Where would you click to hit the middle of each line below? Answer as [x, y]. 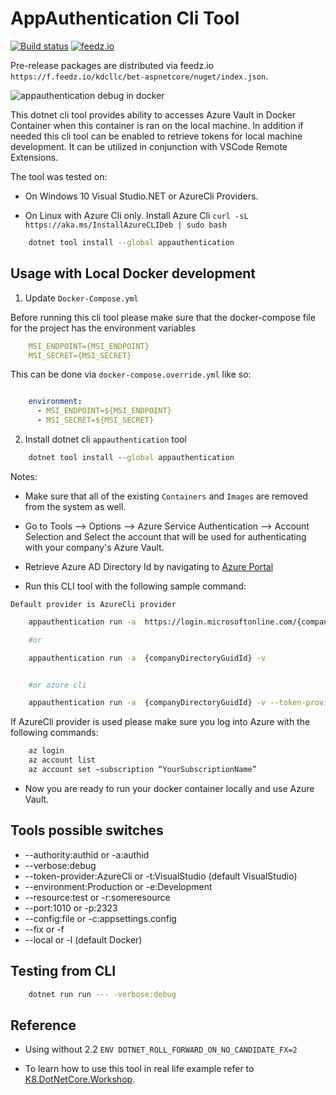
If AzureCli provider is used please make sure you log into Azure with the [160, 722]
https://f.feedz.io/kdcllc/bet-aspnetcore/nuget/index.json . [139, 76]
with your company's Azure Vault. [94, 547]
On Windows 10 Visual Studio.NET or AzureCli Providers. [141, 196]
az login [46, 751]
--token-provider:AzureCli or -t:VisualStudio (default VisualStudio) [161, 876]
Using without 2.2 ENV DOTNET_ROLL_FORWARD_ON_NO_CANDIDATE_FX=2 [161, 1049]
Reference [43, 1025]
